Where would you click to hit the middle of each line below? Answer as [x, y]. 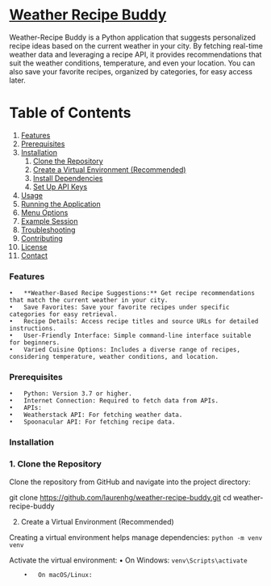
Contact [34, 255]
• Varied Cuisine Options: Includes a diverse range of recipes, [125, 350]
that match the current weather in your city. [89, 301]
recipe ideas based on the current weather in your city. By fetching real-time [136, 45]
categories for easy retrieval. [63, 314]
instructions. [33, 329]
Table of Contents [70, 113]
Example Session [50, 221]
